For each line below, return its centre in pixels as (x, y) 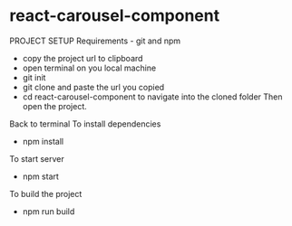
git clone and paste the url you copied (93, 87)
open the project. (55, 106)
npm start (40, 176)
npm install (43, 141)
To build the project (46, 193)
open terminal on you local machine (89, 68)
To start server (37, 158)
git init (34, 77)
